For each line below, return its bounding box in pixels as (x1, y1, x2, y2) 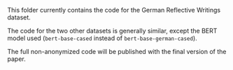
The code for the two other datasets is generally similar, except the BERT (7, 27, 218, 35)
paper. (7, 55, 26, 63)
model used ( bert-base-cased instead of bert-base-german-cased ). (7, 34, 197, 42)
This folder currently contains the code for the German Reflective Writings (7, 6, 221, 14)
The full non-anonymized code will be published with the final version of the (7, 48, 227, 55)
